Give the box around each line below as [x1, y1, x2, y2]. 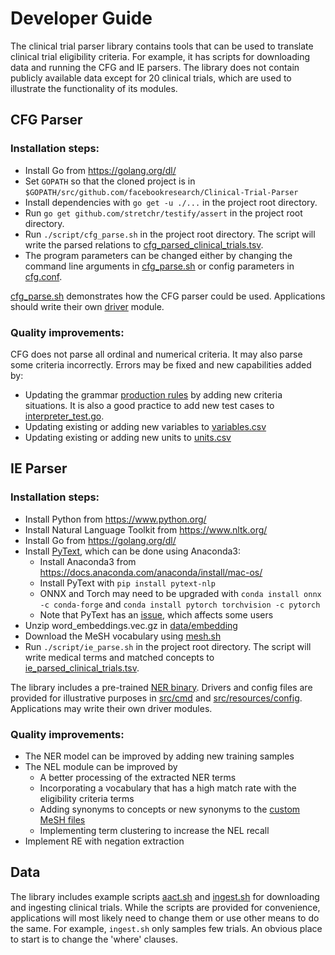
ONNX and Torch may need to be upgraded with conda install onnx [39, 587, 322, 599]
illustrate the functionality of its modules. [10, 82, 178, 94]
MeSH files [39, 813, 86, 826]
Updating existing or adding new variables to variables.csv [24, 420, 267, 432]
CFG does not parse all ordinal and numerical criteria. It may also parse [10, 348, 303, 360]
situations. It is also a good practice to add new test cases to [24, 399, 275, 411]
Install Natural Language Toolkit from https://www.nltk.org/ [24, 523, 268, 536]
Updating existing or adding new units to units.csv [24, 431, 232, 443]
